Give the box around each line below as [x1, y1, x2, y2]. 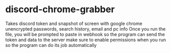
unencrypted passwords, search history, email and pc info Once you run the [5, 25, 166, 32]
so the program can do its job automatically [5, 42, 97, 48]
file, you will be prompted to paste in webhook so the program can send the [5, 31, 165, 37]
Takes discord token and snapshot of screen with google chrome [5, 20, 142, 26]
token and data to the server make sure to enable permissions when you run [5, 37, 166, 43]
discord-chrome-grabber [5, 4, 115, 15]
